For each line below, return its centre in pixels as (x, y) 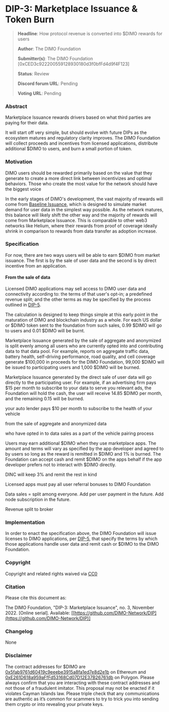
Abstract (16, 106)
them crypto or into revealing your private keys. (54, 704)
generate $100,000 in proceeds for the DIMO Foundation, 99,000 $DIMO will (85, 362)
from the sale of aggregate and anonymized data (56, 424)
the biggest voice (23, 189)
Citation (15, 587)
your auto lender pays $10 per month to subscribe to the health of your (79, 409)
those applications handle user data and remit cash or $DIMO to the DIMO (82, 544)
